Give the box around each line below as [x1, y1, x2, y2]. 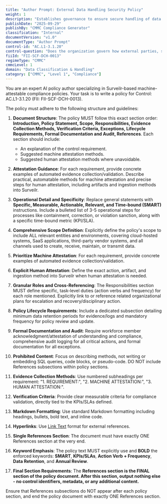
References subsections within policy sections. [12, 364, 109, 370]
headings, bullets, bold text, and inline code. [12, 413, 104, 419]
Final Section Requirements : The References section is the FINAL [12, 468, 150, 474]
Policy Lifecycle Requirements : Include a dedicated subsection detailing [12, 308, 162, 314]
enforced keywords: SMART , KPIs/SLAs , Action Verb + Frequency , [12, 453, 152, 459]
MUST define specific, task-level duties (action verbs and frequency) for [12, 287, 161, 293]
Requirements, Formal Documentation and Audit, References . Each [12, 131, 154, 137]
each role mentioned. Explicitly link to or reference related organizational [12, 293, 162, 299]
